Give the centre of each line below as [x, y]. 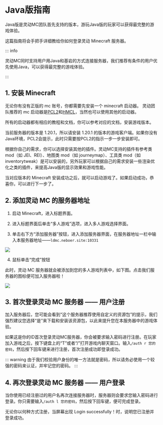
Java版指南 [28, 10]
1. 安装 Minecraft [30, 93]
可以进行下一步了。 [37, 184]
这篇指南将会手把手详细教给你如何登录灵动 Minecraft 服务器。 [67, 41]
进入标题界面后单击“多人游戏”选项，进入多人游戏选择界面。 [71, 223]
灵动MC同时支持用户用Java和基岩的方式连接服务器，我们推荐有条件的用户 [79, 60]
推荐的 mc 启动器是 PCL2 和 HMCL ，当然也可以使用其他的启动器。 [74, 112]
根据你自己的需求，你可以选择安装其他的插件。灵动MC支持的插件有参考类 [79, 149]
